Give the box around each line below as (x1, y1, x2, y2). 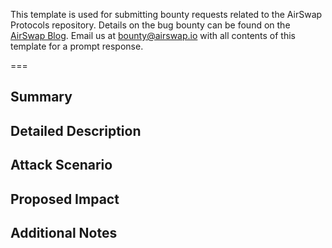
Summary (10, 89, 73, 106)
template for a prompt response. (10, 40, 144, 52)
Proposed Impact (10, 190, 120, 208)
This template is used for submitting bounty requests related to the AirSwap (10, 9, 323, 20)
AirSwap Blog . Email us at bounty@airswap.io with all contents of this (10, 30, 296, 41)
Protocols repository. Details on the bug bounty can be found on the (10, 19, 291, 31)
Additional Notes (10, 224, 118, 241)
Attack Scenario (10, 157, 113, 174)
